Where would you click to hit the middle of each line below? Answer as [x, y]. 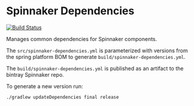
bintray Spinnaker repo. [35, 74]
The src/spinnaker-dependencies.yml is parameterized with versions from [97, 50]
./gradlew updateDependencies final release [63, 97]
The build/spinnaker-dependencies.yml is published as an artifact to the [95, 68]
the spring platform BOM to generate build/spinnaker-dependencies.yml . [96, 57]
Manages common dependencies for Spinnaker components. [82, 39]
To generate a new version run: [45, 86]
